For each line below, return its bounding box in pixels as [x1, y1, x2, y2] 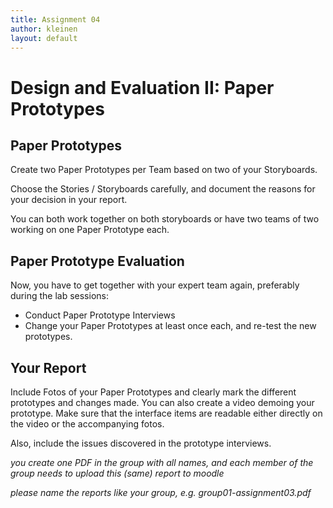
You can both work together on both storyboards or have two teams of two [10, 213, 320, 225]
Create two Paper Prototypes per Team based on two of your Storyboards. [10, 164, 318, 176]
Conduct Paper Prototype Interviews [24, 309, 176, 321]
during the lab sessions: [10, 290, 109, 302]
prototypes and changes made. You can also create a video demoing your [10, 397, 315, 408]
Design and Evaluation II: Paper [10, 76, 275, 99]
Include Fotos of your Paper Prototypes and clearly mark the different [10, 386, 297, 398]
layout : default [10, 33, 78, 43]
